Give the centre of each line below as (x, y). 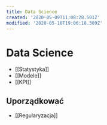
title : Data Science (32, 12)
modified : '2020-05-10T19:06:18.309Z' (54, 23)
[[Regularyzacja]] (36, 115)
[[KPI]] (23, 82)
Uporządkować (35, 101)
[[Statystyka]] (32, 69)
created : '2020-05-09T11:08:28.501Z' (53, 17)
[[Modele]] (28, 76)
